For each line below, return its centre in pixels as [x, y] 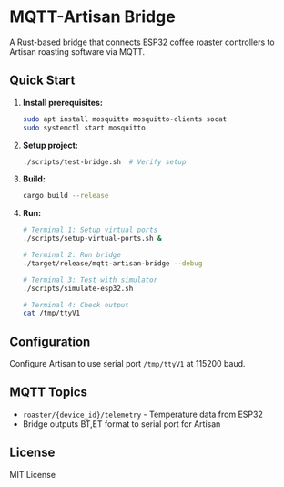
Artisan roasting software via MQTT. [77, 51]
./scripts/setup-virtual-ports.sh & [92, 239]
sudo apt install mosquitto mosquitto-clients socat [125, 119]
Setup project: [51, 145]
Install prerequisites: [62, 102]
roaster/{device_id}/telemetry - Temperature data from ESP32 [143, 414]
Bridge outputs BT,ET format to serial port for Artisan [122, 424]
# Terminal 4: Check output [76, 305]
